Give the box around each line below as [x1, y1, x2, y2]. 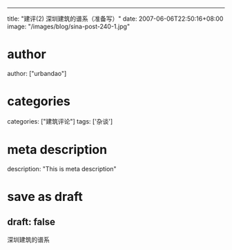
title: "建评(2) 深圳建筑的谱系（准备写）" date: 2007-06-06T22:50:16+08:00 [7, 15, 224, 23]
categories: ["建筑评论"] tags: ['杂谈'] [7, 117, 113, 125]
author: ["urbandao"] [7, 69, 67, 77]
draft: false [7, 216, 55, 228]
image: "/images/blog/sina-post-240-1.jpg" [7, 22, 130, 30]
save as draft [7, 189, 83, 204]
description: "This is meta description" [7, 164, 117, 173]
